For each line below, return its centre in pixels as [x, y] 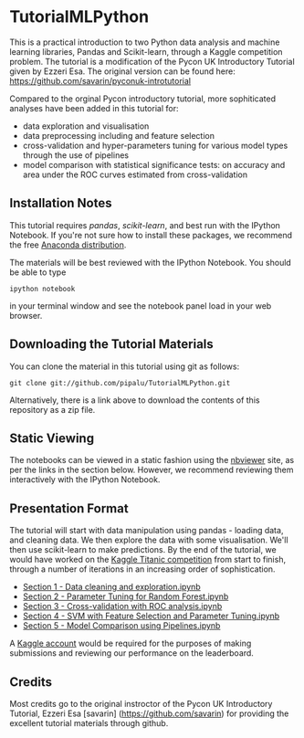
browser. [26, 315]
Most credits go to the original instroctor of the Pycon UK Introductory [141, 704]
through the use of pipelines [76, 155]
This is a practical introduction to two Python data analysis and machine [145, 42]
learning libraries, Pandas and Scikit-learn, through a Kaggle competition [146, 51]
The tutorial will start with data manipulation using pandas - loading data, [147, 531]
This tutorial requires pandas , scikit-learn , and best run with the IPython [145, 225]
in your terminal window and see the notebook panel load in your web [141, 306]
